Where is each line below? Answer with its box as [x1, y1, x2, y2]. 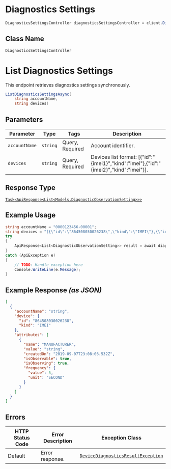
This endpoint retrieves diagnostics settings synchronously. [5, 81, 131, 88]
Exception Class [101, 434, 141, 442]
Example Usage [5, 211, 56, 219]
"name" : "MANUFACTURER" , [23, 342, 76, 347]
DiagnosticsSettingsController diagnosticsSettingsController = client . [5, 20, 163, 25]
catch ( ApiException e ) [5, 253, 56, 258]
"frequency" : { [23, 366, 56, 371]
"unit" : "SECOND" [27, 375, 65, 380]
